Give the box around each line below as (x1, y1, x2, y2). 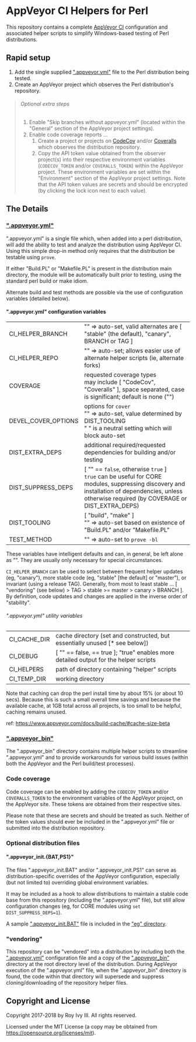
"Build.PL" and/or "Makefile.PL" (84, 526, 170, 534)
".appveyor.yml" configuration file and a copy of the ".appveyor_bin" (6, 954, 170, 961)
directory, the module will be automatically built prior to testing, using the (6, 271, 182, 278)
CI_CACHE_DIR (9, 635, 50, 643)
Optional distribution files (6, 839, 80, 847)
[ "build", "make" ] (84, 511, 134, 519)
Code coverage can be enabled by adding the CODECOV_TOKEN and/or (6, 788, 169, 795)
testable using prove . (6, 253, 57, 260)
